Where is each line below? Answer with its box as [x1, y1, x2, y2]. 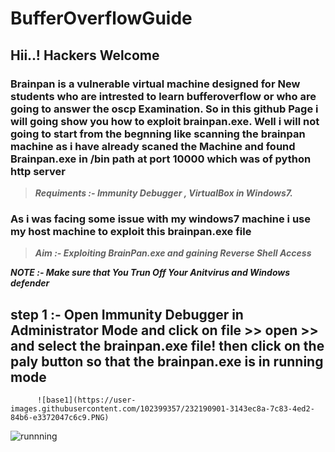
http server [10, 164, 66, 178]
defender [10, 277, 50, 289]
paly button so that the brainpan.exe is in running [10, 353, 324, 370]
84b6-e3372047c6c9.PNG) [10, 412, 110, 422]
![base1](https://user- [36, 395, 137, 405]
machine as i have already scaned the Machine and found [10, 139, 296, 153]
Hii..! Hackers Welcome [10, 47, 160, 64]
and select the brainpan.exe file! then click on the [10, 337, 325, 354]
